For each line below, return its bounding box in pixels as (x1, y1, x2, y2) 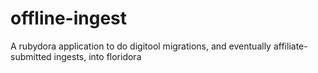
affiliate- (273, 40, 308, 52)
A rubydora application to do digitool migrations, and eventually (10, 40, 272, 52)
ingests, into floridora (53, 50, 142, 62)
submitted (10, 50, 52, 62)
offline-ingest (10, 7, 128, 30)
